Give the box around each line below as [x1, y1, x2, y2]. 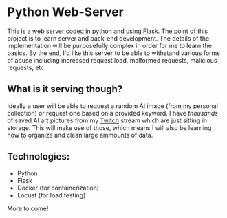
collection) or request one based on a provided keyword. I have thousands [7, 109, 219, 117]
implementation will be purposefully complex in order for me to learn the [7, 41, 212, 50]
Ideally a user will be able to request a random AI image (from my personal [7, 101, 219, 110]
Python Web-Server [7, 4, 124, 20]
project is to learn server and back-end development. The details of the [7, 34, 210, 42]
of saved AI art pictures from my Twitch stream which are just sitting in [7, 116, 208, 124]
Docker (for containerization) [17, 184, 100, 192]
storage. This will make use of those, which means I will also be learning [7, 123, 212, 131]
